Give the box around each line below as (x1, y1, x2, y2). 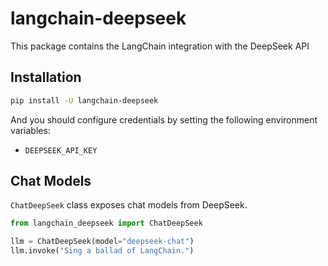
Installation (10, 69, 82, 86)
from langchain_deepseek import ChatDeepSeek (10, 218, 203, 229)
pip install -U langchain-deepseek (10, 95, 159, 106)
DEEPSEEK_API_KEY (24, 145, 98, 156)
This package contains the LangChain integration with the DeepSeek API (10, 40, 310, 52)
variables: (10, 124, 51, 136)
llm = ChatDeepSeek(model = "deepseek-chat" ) (10, 237, 195, 247)
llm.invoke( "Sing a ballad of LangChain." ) (10, 246, 195, 256)
